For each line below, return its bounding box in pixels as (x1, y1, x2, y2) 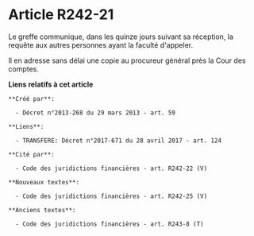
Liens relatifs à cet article (8, 79, 94, 89)
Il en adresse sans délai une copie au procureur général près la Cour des (8, 56, 246, 65)
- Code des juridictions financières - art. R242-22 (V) (15, 164, 208, 172)
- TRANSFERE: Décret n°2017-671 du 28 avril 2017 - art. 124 (15, 137, 222, 145)
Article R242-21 (8, 6, 114, 24)
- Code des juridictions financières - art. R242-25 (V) (15, 192, 208, 200)
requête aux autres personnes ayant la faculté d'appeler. (8, 40, 193, 49)
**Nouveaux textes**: (8, 178, 80, 186)
